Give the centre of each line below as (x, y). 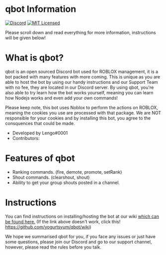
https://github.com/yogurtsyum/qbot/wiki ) (48, 227)
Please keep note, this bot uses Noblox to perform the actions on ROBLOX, (82, 107)
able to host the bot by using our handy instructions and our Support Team (82, 82)
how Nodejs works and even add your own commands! (62, 98)
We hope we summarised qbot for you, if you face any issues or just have (80, 236)
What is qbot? (34, 58)
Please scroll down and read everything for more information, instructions (81, 32)
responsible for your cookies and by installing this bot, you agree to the (78, 118)
